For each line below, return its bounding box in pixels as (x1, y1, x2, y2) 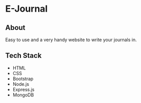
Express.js (12, 86, 35, 92)
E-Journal (5, 3, 48, 15)
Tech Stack (5, 51, 42, 60)
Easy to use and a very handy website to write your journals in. (5, 37, 137, 43)
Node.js (12, 81, 30, 87)
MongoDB (12, 92, 34, 98)
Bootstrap (12, 76, 34, 82)
